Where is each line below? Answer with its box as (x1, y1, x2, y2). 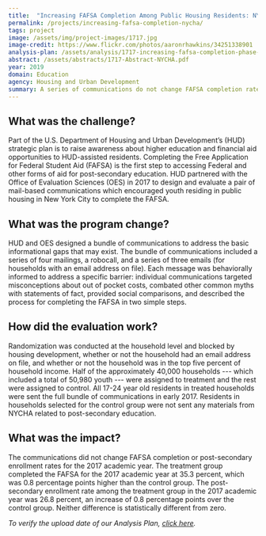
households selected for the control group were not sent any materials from (8, 400, 255, 409)
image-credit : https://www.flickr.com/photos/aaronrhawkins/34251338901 (8, 41, 253, 49)
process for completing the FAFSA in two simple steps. (8, 298, 188, 306)
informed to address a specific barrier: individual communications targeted (8, 272, 253, 281)
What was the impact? (8, 431, 121, 445)
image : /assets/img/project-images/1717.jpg (8, 33, 158, 42)
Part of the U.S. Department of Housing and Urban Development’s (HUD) (8, 135, 245, 145)
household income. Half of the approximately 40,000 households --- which (8, 366, 253, 376)
